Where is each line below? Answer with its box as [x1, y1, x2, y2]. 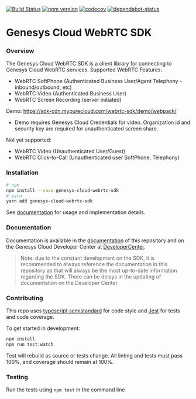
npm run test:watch [6, 341, 54, 348]
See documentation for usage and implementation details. [6, 209, 146, 216]
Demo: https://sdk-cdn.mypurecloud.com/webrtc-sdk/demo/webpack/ [6, 108, 177, 115]
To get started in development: [6, 325, 80, 332]
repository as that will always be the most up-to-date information [20, 267, 177, 274]
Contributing [6, 294, 43, 302]
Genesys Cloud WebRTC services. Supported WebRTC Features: [6, 66, 163, 73]
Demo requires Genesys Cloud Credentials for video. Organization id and [14, 119, 191, 126]
